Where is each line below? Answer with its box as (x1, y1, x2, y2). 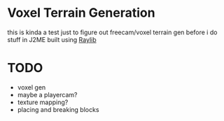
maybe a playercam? (17, 90, 78, 99)
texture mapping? (17, 98, 69, 106)
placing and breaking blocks (17, 105, 99, 113)
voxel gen (17, 83, 46, 92)
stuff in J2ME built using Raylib (7, 35, 97, 43)
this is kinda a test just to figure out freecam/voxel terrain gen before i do (7, 28, 218, 36)
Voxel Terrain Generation (7, 5, 155, 21)
